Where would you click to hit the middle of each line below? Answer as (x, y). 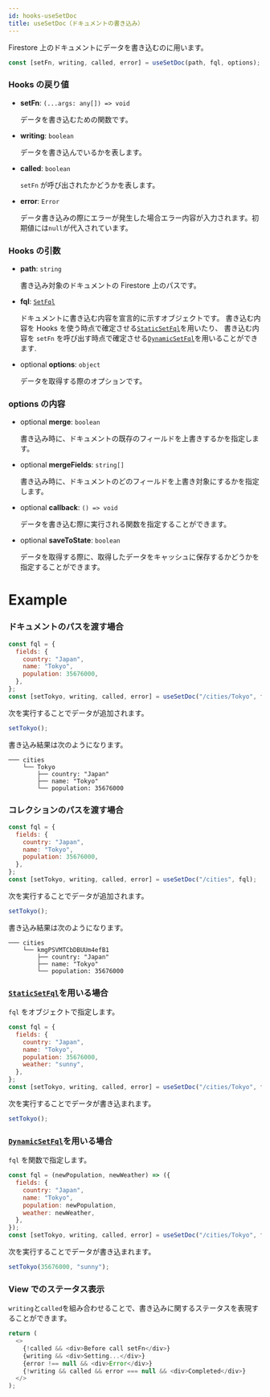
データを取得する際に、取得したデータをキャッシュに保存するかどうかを (139, 557)
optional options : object (60, 364)
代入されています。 (101, 227)
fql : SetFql (37, 301)
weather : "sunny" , (53, 1065)
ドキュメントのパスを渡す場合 (66, 627)
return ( (23, 1334)
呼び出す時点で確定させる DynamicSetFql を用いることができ (161, 338)
